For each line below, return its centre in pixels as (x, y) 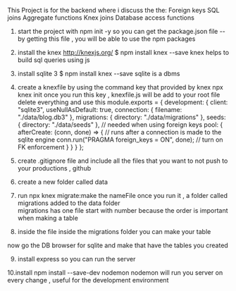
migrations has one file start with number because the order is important (123, 210)
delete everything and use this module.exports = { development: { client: (123, 102)
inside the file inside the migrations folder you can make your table (114, 231)
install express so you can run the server (76, 259)
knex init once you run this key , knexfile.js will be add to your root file (119, 95)
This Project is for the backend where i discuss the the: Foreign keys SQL (113, 10)
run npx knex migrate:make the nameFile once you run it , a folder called (122, 196)
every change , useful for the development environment (88, 280)
